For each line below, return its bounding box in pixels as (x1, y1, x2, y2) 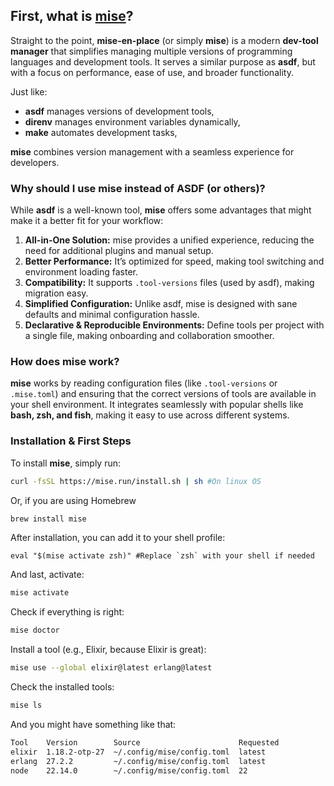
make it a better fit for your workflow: (10, 215, 164, 227)
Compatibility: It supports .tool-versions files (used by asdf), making (24, 277, 315, 289)
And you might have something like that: (10, 718, 177, 730)
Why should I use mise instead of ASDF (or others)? (10, 181, 266, 195)
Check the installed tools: (10, 681, 115, 693)
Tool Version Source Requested (10, 737, 280, 748)
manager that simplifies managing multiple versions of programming (10, 45, 293, 57)
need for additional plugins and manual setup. (24, 245, 214, 257)
